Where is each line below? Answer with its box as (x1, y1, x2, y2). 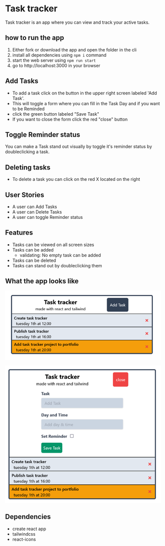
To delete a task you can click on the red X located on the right (12, 176, 140, 182)
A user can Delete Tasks (12, 209, 62, 215)
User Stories (5, 191, 44, 199)
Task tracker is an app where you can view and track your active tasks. (5, 19, 150, 25)
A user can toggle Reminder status (12, 214, 83, 220)
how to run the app (5, 34, 64, 42)
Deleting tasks (5, 163, 51, 171)
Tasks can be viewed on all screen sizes (12, 242, 94, 248)
